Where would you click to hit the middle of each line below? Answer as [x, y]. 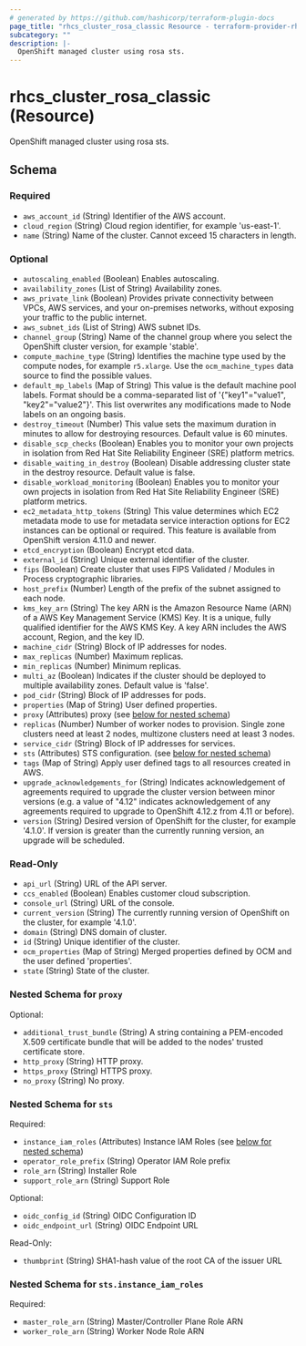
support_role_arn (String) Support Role [96, 1180]
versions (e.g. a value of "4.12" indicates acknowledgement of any [147, 802]
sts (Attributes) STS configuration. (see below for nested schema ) [147, 754]
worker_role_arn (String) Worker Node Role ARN [113, 1331]
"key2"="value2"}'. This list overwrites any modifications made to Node [157, 405]
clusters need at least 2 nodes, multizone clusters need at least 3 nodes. [159, 734]
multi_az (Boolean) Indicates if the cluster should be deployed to [144, 676]
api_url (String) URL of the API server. [95, 884]
